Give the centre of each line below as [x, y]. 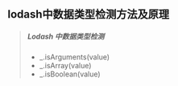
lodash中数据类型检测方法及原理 [89, 14]
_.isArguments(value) [75, 57]
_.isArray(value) [65, 66]
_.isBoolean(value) [70, 74]
